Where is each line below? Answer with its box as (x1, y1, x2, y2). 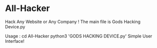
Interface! (5, 38, 25, 44)
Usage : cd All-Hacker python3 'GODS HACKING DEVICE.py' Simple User (5, 33, 153, 39)
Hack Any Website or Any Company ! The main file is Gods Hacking (5, 19, 140, 24)
